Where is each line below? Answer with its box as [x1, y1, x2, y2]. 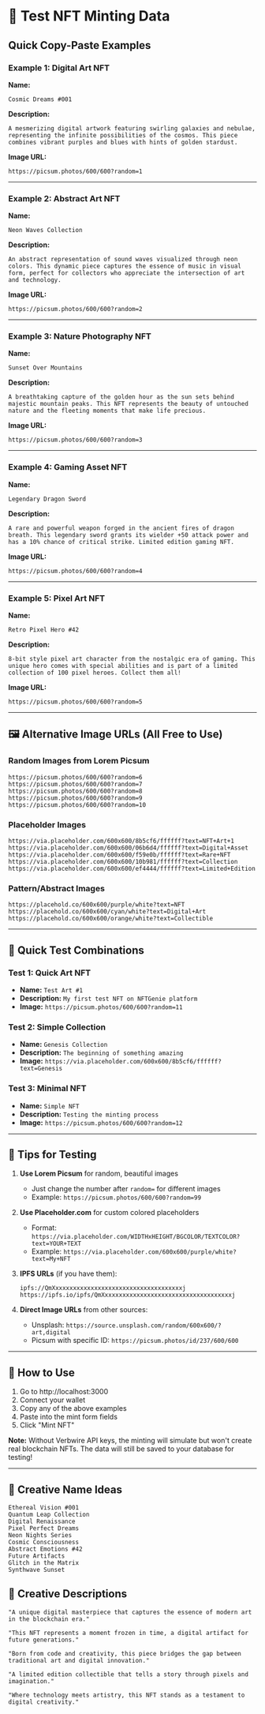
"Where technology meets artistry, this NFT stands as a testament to [8, 1691, 245, 1699]
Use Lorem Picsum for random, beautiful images [19, 1168, 179, 1179]
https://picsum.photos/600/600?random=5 [8, 698, 144, 706]
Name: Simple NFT [19, 1101, 80, 1110]
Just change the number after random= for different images [31, 1184, 221, 1194]
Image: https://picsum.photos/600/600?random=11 [19, 1002, 183, 1011]
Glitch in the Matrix [8, 1559, 80, 1567]
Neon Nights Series [8, 1532, 73, 1540]
